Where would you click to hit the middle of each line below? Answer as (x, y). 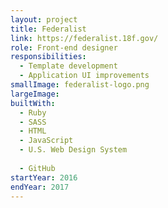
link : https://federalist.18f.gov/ (84, 38)
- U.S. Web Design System (73, 150)
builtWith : (33, 103)
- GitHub (37, 168)
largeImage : (35, 94)
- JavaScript (46, 141)
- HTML (33, 131)
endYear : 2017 (40, 187)
